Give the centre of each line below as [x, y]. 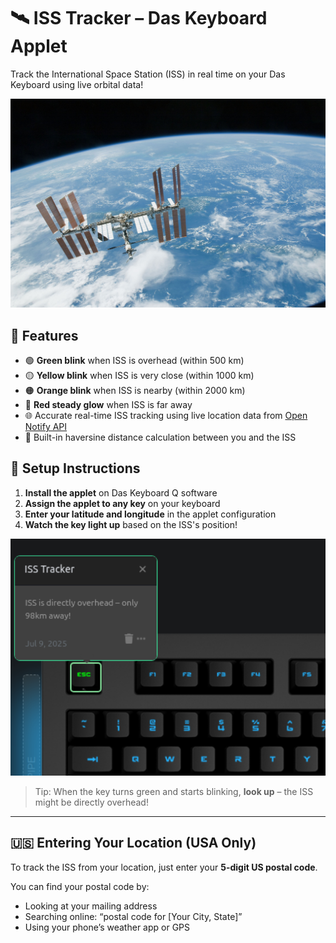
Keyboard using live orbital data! [77, 84]
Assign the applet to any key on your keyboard [122, 503]
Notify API [46, 426]
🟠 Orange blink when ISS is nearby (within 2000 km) [135, 390]
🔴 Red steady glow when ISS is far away [108, 404]
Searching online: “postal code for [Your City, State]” [133, 916]
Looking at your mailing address [91, 906]
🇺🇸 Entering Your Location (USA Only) [133, 843]
